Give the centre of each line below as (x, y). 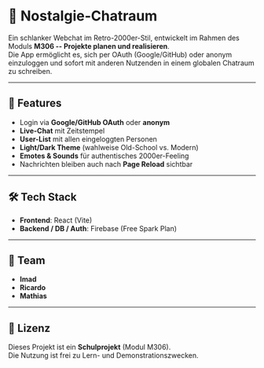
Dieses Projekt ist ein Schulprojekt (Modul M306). (90, 347)
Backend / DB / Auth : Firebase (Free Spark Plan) (98, 228)
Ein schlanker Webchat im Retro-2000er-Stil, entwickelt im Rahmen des (124, 38)
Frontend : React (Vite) (56, 220)
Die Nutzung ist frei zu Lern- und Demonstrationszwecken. (103, 355)
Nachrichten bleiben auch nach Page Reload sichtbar (106, 164)
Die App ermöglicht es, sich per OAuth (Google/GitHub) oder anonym (120, 54)
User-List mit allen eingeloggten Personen (88, 139)
